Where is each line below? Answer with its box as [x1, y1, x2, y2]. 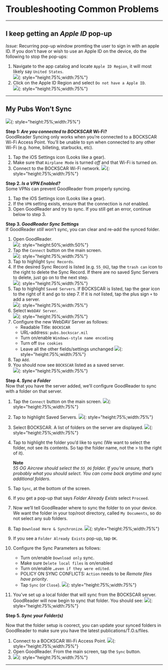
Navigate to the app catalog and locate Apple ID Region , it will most [12, 63, 152, 69]
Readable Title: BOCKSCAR [20, 324, 70, 330]
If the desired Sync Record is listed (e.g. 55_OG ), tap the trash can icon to [12, 263, 163, 269]
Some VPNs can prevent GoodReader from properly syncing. [5, 185, 131, 191]
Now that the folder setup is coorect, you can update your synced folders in [5, 622, 162, 628]
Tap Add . [12, 356, 30, 362]
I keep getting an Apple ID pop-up [5, 29, 112, 38]
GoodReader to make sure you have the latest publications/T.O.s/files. [5, 627, 149, 633]
